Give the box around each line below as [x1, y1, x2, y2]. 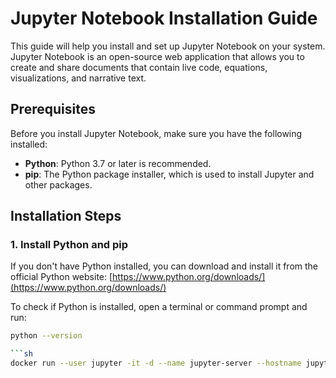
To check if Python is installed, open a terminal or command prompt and [10, 301, 308, 313]
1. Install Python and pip [10, 238, 129, 252]
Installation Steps [10, 208, 122, 225]
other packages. [24, 178, 93, 191]
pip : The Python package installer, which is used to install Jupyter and [24, 168, 315, 180]
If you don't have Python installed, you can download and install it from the [10, 260, 319, 272]
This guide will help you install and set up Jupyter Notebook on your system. [10, 40, 326, 52]
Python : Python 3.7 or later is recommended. [24, 157, 212, 169]
